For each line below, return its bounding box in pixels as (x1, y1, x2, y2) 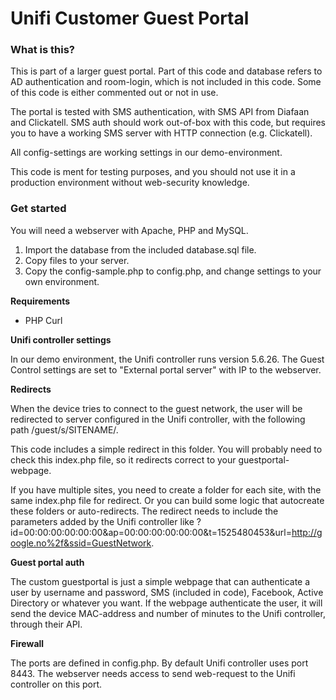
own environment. (24, 275, 100, 287)
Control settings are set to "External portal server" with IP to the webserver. (10, 363, 322, 376)
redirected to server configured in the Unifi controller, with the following (10, 413, 306, 425)
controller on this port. (10, 678, 103, 690)
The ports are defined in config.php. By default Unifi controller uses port (10, 657, 309, 669)
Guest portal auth (10, 556, 85, 568)
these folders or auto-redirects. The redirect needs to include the (10, 505, 279, 517)
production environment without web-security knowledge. (10, 177, 250, 189)
